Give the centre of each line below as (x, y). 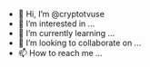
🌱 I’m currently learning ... (66, 33)
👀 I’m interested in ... (56, 24)
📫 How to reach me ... (60, 53)
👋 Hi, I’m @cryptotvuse (61, 14)
